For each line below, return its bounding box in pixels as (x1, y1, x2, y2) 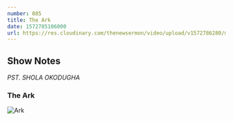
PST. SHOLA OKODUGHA (7, 73, 80, 82)
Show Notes (7, 55, 61, 66)
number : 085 (7, 10, 42, 17)
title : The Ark (7, 17, 51, 24)
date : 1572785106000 (7, 23, 67, 30)
